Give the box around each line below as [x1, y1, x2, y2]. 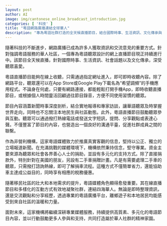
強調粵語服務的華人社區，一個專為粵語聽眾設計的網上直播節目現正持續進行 [9, 51, 162, 57]
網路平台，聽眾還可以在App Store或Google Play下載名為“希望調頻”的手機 [5, 80, 155, 86]
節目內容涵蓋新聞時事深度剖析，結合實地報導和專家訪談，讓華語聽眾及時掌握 [5, 103, 162, 109]
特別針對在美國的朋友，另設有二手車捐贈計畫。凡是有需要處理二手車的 [18, 157, 162, 163]
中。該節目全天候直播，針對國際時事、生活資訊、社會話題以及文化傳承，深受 [5, 57, 162, 63]
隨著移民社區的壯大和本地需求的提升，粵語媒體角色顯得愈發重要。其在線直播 [5, 180, 162, 186]
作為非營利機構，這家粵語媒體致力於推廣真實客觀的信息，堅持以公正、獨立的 [5, 139, 162, 144]
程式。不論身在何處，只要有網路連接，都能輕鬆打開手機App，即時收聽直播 [9, 86, 162, 92]
